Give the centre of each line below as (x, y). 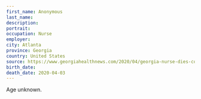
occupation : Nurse (29, 34)
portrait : (19, 28)
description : (22, 23)
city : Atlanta (24, 45)
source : (16, 61)
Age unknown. (24, 89)
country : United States (36, 56)
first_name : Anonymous (34, 12)
